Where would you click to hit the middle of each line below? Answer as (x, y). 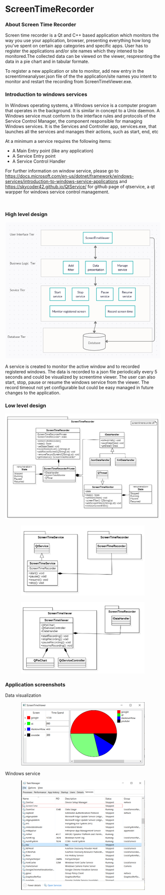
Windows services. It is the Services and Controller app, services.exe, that (81, 126)
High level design (26, 214)
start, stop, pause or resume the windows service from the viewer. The (77, 382)
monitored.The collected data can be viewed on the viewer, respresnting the (83, 56)
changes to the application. (33, 393)
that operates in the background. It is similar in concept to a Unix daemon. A (82, 110)
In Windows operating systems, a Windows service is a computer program (81, 105)
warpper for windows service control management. (57, 192)
